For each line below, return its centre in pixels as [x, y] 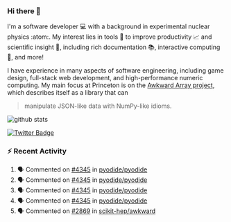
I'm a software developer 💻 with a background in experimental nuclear [109, 26]
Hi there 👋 [24, 11]
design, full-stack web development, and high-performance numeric [105, 78]
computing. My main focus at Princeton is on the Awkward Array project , [111, 85]
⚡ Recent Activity [37, 151]
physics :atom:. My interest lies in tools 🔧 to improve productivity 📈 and [110, 37]
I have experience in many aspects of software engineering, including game [115, 71]
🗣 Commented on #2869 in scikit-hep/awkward [86, 211]
